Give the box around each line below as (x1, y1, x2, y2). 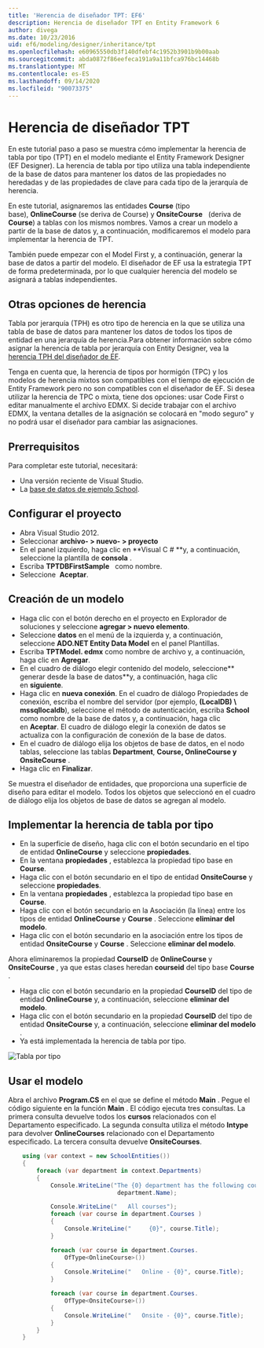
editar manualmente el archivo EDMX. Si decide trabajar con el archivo (8, 401, 237, 410)
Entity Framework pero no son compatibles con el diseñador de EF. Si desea (8, 384, 255, 394)
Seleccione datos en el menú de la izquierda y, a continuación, (19, 630, 223, 639)
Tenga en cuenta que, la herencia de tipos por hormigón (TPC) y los (8, 367, 229, 377)
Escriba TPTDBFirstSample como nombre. (19, 561, 163, 570)
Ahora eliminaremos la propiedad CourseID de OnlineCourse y (8, 954, 213, 964)
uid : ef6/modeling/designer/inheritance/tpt (8, 41, 156, 49)
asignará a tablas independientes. (8, 275, 118, 284)
